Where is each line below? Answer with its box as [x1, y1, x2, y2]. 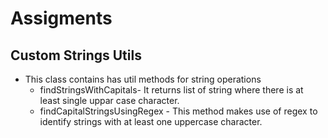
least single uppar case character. [39, 95, 180, 106]
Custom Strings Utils [10, 47, 142, 64]
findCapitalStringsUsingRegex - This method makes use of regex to [39, 105, 318, 117]
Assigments [10, 7, 113, 30]
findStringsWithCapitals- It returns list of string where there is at [39, 84, 304, 96]
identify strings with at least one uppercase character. [39, 116, 263, 127]
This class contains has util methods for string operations [24, 73, 262, 85]
